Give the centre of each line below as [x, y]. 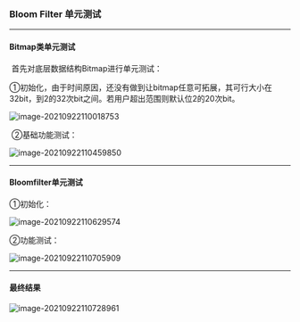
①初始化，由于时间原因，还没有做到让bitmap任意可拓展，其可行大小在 [141, 87]
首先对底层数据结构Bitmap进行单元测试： [87, 68]
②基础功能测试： [44, 135]
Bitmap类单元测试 [42, 46]
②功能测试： [34, 240]
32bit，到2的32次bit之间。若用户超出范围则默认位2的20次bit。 [125, 98]
